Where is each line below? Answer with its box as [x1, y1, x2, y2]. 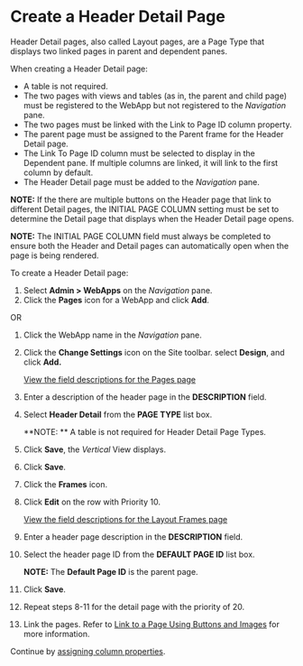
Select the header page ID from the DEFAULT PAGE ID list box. [23, 549, 255, 560]
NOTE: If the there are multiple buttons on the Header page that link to [10, 194, 271, 205]
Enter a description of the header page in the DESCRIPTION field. [23, 391, 267, 402]
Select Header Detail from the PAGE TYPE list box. [23, 409, 213, 420]
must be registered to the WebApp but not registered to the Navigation [23, 99, 287, 110]
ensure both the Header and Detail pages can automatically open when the [10, 240, 289, 251]
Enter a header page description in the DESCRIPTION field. [23, 531, 243, 542]
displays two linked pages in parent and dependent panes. [10, 45, 228, 56]
